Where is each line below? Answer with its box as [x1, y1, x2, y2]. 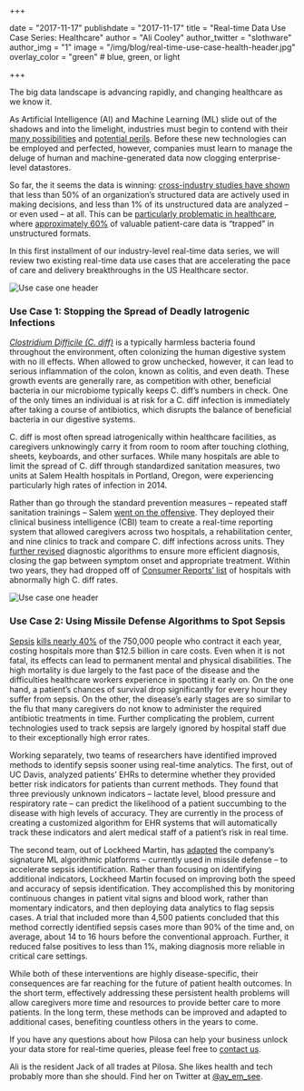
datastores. [28, 162, 72, 172]
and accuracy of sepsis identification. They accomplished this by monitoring [9, 882, 295, 894]
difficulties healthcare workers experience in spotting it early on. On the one [9, 673, 294, 685]
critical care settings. [9, 950, 88, 961]
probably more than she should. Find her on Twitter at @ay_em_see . [9, 1070, 263, 1081]
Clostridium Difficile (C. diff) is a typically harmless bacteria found [9, 337, 256, 348]
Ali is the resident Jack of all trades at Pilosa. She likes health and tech [9, 1061, 273, 1072]
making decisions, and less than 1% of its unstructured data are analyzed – [9, 199, 289, 210]
